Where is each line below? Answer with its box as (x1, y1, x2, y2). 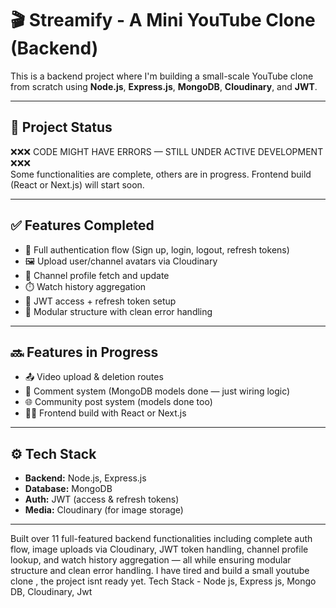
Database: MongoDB (24, 483, 113, 495)
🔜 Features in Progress (10, 343, 159, 361)
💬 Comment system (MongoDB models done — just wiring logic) (24, 385, 291, 397)
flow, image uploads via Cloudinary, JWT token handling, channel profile (10, 543, 309, 556)
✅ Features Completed (10, 217, 155, 234)
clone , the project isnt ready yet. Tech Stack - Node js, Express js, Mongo (10, 575, 317, 587)
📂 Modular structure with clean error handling (24, 305, 213, 317)
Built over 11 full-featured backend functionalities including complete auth (10, 533, 313, 545)
